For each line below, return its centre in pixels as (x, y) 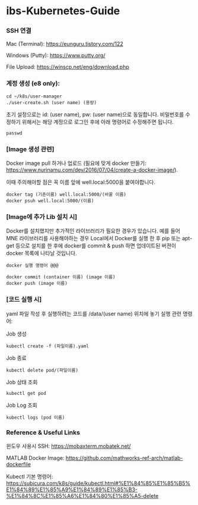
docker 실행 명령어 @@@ (32, 266)
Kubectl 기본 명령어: (30, 476)
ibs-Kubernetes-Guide (63, 11)
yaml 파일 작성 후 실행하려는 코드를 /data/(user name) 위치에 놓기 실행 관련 (94, 313)
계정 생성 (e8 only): (33, 83)
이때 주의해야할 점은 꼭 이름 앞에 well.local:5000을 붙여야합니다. (81, 182)
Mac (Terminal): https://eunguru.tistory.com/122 (65, 44)
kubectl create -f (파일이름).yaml (47, 346)
